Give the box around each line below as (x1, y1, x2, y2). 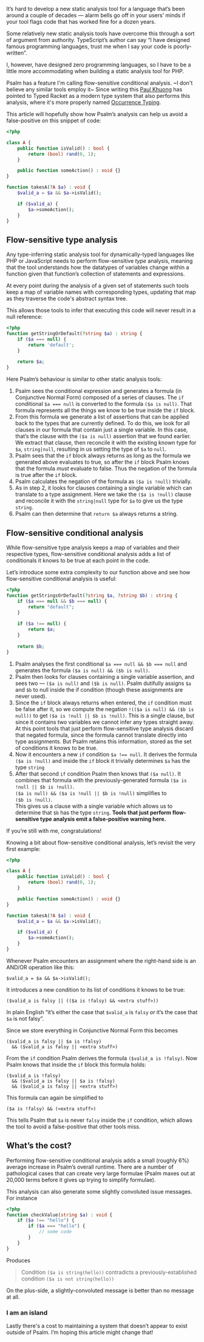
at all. (6, 1293, 20, 1301)
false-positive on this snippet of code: (6, 117, 101, 124)
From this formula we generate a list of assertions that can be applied (15, 413, 189, 420)
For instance (6, 1194, 38, 1201)
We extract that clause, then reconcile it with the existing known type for (15, 439, 197, 447)
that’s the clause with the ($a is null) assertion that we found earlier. (15, 433, 191, 440)
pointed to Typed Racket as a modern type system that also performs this (6, 92, 190, 99)
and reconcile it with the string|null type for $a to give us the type (15, 497, 183, 504)
